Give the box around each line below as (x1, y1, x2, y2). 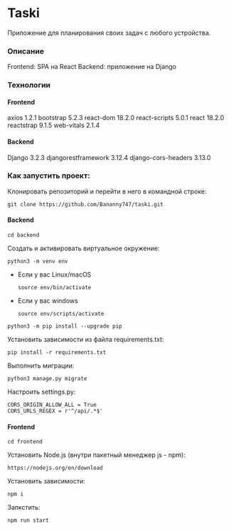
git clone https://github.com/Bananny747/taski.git (7, 200, 163, 208)
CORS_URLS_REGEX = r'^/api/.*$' (7, 407, 103, 415)
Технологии (7, 80, 51, 90)
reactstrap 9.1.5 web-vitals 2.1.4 (7, 121, 100, 129)
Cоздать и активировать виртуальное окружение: (7, 244, 160, 253)
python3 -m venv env (7, 258, 69, 265)
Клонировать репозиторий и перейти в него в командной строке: (7, 187, 207, 195)
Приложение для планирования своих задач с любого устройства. (7, 28, 211, 37)
